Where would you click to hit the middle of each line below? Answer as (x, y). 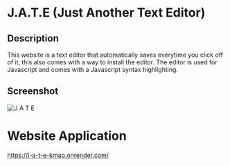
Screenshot (33, 91)
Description (33, 38)
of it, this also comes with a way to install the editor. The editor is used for (112, 62)
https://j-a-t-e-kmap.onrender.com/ (58, 155)
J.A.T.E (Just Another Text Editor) (106, 13)
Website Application (67, 136)
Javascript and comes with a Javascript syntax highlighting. (93, 70)
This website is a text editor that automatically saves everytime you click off (115, 55)
